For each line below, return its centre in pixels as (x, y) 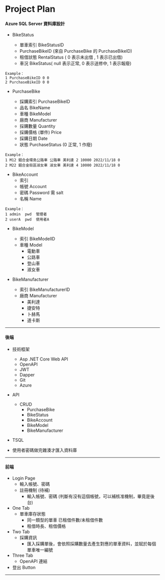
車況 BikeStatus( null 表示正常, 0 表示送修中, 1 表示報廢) (75, 64)
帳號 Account (33, 187)
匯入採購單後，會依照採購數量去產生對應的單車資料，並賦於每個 (91, 544)
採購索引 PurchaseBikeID (45, 101)
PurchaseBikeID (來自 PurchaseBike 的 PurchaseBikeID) (76, 51)
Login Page (24, 478)
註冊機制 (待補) (35, 490)
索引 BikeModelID (37, 239)
